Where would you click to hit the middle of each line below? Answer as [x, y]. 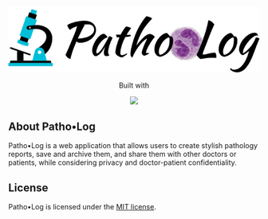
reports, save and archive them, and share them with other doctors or [122, 154]
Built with [134, 85]
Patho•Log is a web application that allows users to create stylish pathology [133, 146]
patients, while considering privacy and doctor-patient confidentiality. [122, 162]
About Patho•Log [52, 127]
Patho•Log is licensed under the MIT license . [83, 207]
